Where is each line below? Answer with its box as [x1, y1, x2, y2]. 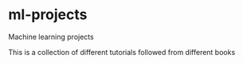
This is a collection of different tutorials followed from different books [8, 47, 236, 57]
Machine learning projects [8, 32, 94, 41]
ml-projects [8, 6, 88, 24]
